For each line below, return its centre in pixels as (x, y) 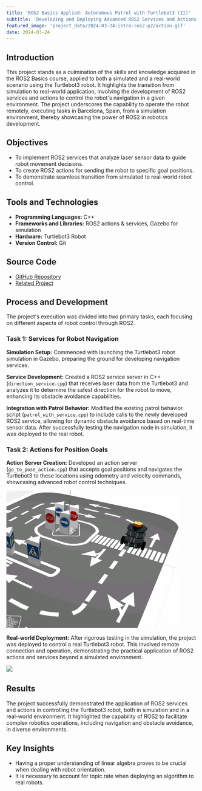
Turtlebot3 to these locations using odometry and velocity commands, (94, 475)
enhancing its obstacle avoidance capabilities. (64, 396)
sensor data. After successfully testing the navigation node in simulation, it (99, 427)
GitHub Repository (38, 276)
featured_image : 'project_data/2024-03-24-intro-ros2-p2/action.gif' (96, 26)
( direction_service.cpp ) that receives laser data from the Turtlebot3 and (97, 383)
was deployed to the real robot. (45, 434)
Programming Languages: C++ (55, 217)
